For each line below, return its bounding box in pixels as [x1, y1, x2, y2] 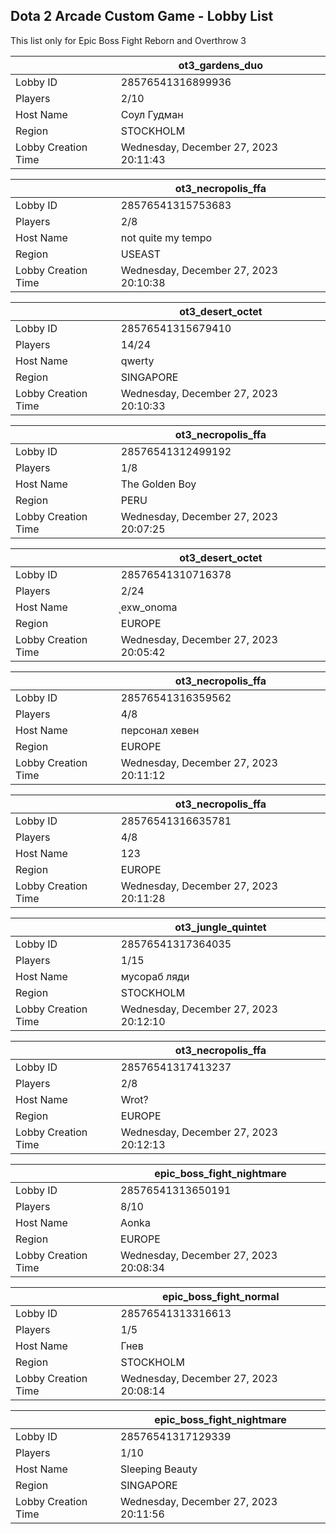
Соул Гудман [120, 107, 184, 121]
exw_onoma [120, 600, 178, 614]
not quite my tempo [120, 230, 213, 244]
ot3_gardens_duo [178, 58, 263, 72]
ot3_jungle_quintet [174, 920, 267, 934]
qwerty [120, 354, 155, 368]
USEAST [120, 247, 162, 261]
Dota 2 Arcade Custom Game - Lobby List [10, 8, 274, 25]
